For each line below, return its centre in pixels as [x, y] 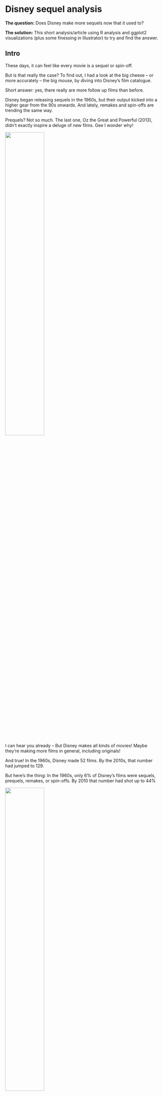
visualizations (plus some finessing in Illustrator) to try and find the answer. [82, 38]
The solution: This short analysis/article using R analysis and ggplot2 [76, 32]
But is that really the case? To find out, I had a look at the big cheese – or [79, 75]
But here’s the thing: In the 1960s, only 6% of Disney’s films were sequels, [81, 775]
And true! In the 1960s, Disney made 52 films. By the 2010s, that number [79, 760]
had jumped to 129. [25, 766]
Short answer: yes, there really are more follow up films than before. [75, 90]
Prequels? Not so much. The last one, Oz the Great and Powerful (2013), [79, 120]
